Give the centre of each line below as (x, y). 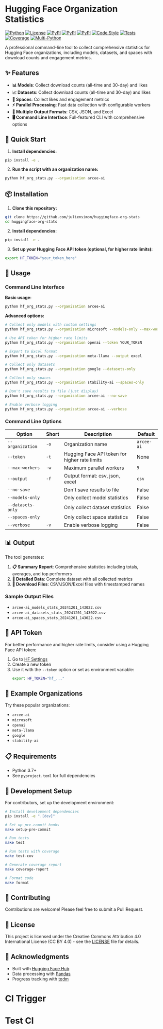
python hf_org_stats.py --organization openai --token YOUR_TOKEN (73, 342)
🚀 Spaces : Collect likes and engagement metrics (61, 99)
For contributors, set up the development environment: (60, 802)
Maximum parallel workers (94, 468)
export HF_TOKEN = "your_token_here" (41, 258)
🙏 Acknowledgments (37, 957)
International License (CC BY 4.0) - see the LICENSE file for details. (72, 941)
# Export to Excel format (31, 351)
